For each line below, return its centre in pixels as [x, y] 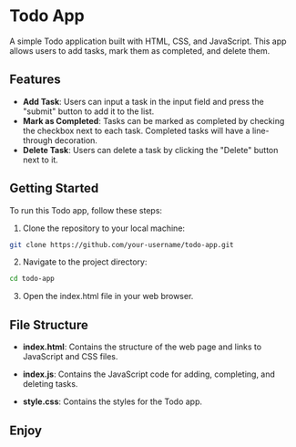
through [37, 140]
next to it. [41, 160]
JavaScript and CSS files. [70, 357]
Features [35, 80]
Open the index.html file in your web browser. [108, 296]
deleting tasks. [50, 384]
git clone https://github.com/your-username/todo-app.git [122, 244]
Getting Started [54, 188]
